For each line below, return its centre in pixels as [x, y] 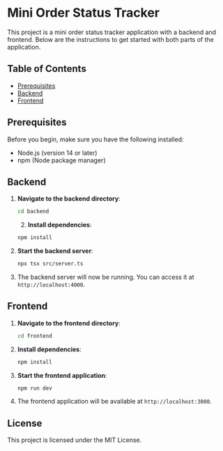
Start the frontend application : [62, 375]
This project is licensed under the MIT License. [75, 440]
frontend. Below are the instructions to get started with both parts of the [110, 39]
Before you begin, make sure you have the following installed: [95, 139]
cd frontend [34, 336]
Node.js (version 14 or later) [57, 153]
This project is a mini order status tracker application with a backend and [112, 32]
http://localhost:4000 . [51, 284]
